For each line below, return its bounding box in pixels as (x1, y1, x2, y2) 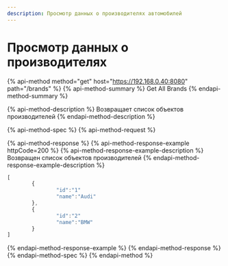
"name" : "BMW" (55, 219, 94, 225)
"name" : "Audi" (55, 193, 97, 200)
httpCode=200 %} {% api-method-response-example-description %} (7, 146, 204, 155)
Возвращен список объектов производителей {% (7, 153, 152, 162)
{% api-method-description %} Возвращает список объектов (7, 104, 183, 113)
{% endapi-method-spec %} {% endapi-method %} (7, 252, 153, 260)
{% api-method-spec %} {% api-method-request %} (7, 125, 156, 134)
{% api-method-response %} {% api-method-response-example (7, 139, 190, 147)
